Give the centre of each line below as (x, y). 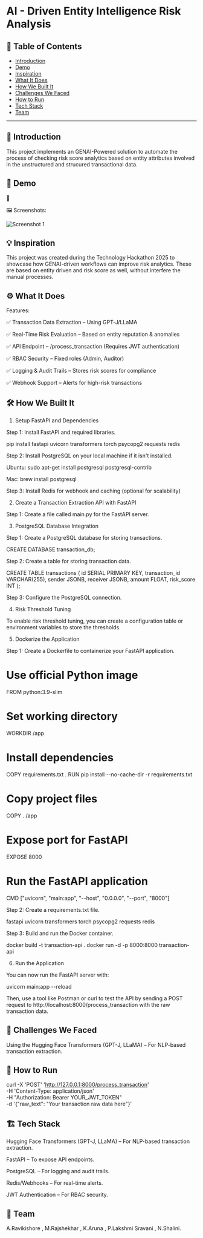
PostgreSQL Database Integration (56, 526)
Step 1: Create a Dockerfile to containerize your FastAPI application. (91, 651)
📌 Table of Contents (44, 46)
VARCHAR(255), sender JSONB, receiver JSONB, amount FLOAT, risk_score (101, 580)
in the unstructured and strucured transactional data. (72, 164)
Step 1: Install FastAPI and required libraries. (61, 432)
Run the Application (40, 963)
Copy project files (52, 799)
